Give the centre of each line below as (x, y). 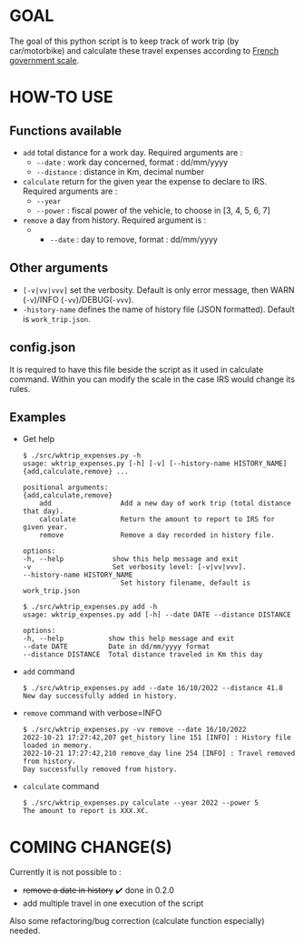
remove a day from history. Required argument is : (114, 220)
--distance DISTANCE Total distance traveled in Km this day (142, 655)
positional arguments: (65, 487)
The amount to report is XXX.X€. (86, 811)
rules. (20, 388)
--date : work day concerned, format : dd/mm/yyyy (132, 162)
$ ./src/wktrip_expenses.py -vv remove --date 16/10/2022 (134, 730)
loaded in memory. (57, 746)
